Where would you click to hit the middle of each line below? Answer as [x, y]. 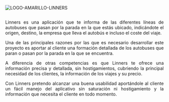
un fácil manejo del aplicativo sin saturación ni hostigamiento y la [84, 89]
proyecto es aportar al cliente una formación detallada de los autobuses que [84, 48]
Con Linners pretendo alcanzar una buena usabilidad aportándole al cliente [84, 83]
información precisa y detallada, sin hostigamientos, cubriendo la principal [84, 68]
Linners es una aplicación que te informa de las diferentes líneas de [84, 22]
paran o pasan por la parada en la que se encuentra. [60, 53]
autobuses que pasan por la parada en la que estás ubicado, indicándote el [84, 28]
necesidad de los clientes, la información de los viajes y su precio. [74, 74]
